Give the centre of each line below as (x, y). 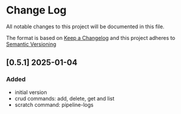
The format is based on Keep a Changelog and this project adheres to (91, 38)
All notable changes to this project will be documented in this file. (85, 26)
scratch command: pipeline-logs (54, 105)
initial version (31, 92)
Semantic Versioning (31, 44)
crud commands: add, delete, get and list (65, 98)
